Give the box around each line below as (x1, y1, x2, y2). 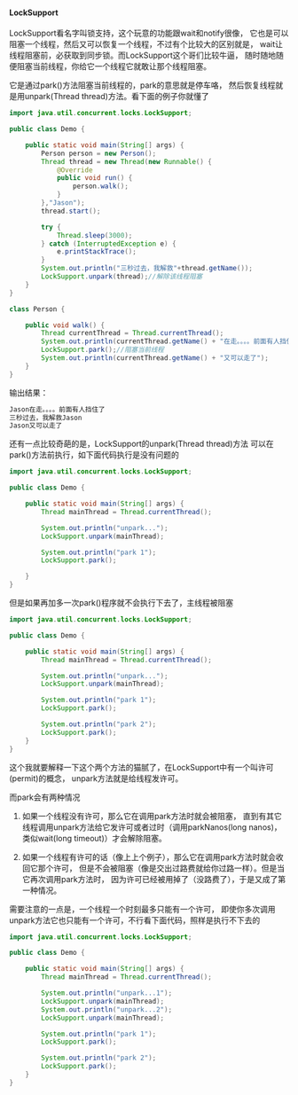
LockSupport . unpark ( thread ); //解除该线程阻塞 (41, 272, 203, 281)
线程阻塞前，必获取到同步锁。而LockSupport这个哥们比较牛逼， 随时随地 (9, 50, 277, 61)
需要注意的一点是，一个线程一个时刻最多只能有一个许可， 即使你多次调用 (9, 903, 276, 914)
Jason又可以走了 (9, 421, 63, 430)
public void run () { (56, 174, 133, 183)
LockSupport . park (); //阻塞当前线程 (41, 346, 164, 355)
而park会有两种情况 (9, 792, 81, 802)
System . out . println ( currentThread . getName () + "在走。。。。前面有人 (41, 337, 280, 346)
